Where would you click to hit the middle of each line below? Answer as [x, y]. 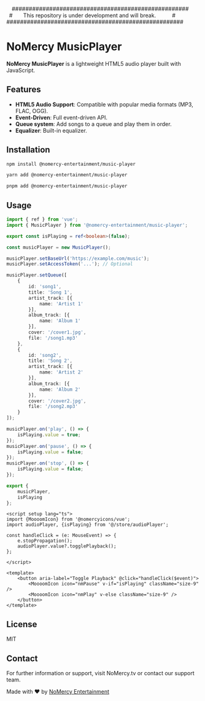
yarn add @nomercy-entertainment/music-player [67, 175]
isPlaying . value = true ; [49, 435]
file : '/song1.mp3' [53, 338]
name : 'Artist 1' [61, 304]
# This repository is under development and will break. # [92, 15]
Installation [28, 150]
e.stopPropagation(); [45, 541]
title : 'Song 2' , [50, 361]
